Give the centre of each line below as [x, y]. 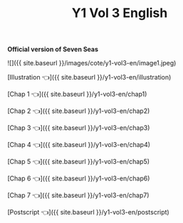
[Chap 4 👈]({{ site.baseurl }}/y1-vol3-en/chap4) [79, 145]
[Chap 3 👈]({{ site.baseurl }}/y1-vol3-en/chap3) [79, 128]
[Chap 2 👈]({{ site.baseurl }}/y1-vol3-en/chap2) [79, 111]
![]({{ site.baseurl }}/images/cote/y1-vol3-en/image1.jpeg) [92, 63]
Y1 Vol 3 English [120, 13]
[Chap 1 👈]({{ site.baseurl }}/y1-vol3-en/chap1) [77, 94]
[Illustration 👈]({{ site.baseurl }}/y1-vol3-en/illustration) [89, 77]
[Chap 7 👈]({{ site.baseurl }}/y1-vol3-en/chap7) [78, 195]
